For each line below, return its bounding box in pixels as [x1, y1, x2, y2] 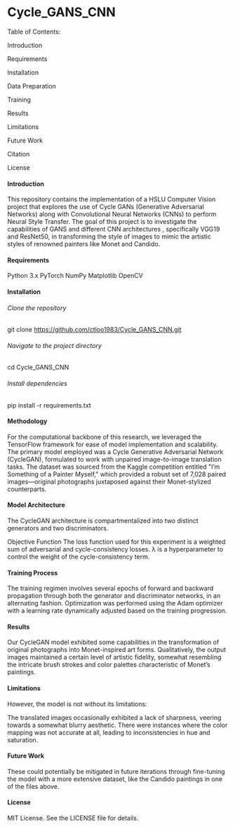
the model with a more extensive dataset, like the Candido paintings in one [7, 775, 223, 783]
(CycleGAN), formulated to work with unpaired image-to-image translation [7, 455, 222, 463]
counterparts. [7, 485, 47, 493]
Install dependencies [7, 379, 68, 387]
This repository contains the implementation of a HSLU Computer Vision [7, 195, 216, 203]
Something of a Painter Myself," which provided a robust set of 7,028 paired [7, 469, 227, 478]
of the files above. [7, 782, 60, 790]
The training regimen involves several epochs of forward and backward [7, 584, 214, 593]
